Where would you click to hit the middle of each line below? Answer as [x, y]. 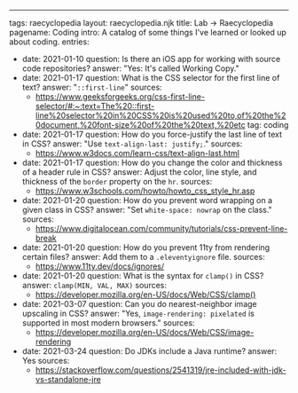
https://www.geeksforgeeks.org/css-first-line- [120, 97]
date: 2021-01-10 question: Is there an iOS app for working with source [151, 59]
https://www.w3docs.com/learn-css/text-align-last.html [137, 153]
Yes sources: [46, 361]
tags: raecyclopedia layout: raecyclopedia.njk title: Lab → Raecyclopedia [141, 23]
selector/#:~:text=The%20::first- [95, 106]
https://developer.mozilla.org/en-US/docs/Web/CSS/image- [145, 332]
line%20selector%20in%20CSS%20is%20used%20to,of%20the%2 [161, 115]
